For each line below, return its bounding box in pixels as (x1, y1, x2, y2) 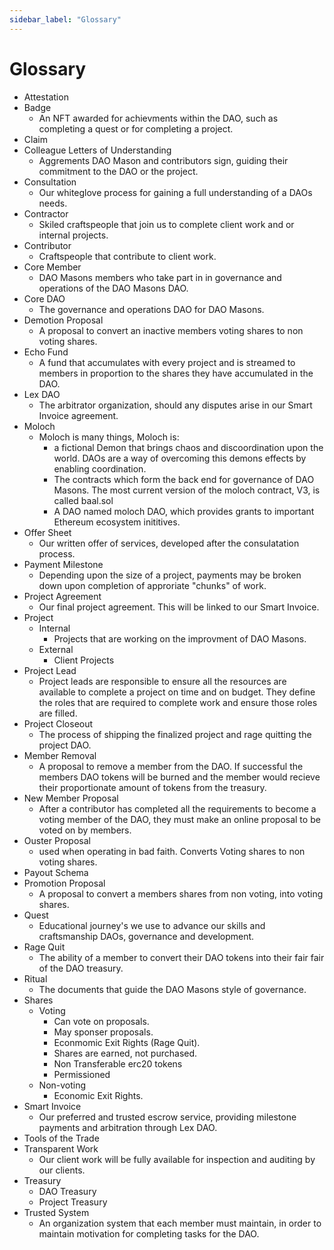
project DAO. (38, 739, 92, 751)
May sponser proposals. (53, 1026, 154, 1038)
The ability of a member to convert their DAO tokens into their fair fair (38, 951, 325, 963)
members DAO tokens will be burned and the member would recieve (38, 771, 321, 783)
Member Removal (23, 749, 97, 761)
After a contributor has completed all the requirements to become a (38, 802, 317, 815)
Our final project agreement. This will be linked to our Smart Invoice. (38, 601, 320, 613)
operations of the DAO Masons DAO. (38, 282, 189, 294)
